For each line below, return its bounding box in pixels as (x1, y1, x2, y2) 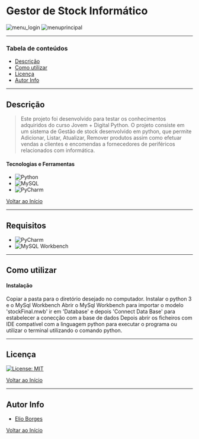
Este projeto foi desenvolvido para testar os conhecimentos (20, 115, 166, 122)
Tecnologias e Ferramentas (6, 160, 75, 168)
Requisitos (6, 220, 46, 230)
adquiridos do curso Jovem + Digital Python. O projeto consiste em (20, 122, 185, 129)
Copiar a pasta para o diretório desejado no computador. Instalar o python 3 (6, 295, 192, 302)
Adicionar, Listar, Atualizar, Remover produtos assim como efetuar (20, 134, 182, 141)
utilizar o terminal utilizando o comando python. (6, 327, 123, 334)
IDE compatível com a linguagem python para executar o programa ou (6, 320, 178, 327)
